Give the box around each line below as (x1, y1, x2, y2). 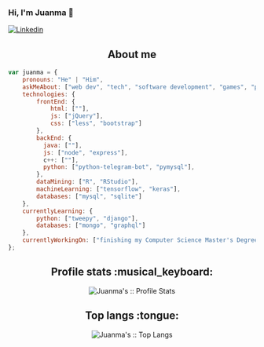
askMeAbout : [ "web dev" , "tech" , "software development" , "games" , (22, 82, 247, 91)
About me (107, 47, 157, 61)
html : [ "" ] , (49, 105, 90, 113)
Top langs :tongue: (85, 309, 179, 323)
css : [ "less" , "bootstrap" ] (49, 119, 143, 128)
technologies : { (22, 90, 76, 98)
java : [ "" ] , (42, 141, 82, 149)
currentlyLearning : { (22, 207, 93, 215)
